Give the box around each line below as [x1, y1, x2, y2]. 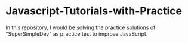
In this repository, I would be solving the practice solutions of [5, 24, 156, 31]
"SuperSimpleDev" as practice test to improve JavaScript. [5, 30, 148, 37]
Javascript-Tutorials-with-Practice [5, 4, 183, 18]
